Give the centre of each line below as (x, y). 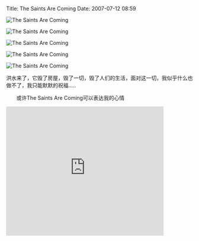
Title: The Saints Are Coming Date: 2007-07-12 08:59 (71, 9)
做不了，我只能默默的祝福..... (41, 85)
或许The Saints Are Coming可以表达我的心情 (70, 98)
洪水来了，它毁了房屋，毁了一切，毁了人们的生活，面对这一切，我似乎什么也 (99, 78)
